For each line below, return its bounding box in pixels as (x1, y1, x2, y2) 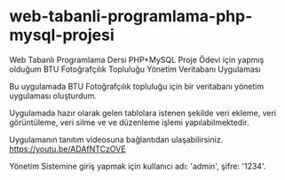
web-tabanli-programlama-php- (9, 6, 253, 27)
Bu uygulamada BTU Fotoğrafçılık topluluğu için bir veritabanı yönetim (9, 81, 265, 91)
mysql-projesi (9, 25, 115, 45)
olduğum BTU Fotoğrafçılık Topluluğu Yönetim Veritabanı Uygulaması (9, 64, 261, 74)
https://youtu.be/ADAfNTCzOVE (9, 144, 126, 154)
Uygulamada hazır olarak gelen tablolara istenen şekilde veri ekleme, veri (9, 107, 277, 118)
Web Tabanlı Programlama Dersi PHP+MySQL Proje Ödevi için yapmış (9, 54, 265, 65)
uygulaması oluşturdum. (9, 90, 98, 101)
